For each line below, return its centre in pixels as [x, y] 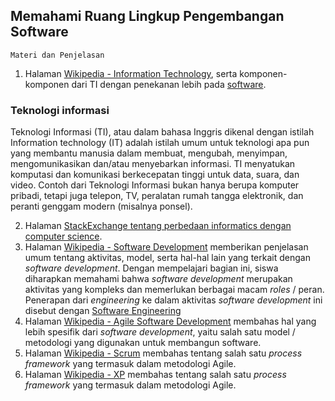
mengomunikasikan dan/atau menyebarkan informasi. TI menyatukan [153, 164]
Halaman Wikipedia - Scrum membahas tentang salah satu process [163, 353]
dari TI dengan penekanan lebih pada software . [169, 84]
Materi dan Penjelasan [57, 55]
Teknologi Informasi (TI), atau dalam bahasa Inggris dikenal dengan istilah [162, 132]
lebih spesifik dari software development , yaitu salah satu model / [160, 332]
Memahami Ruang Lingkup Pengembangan [147, 16]
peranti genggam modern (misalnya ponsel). [101, 206]
